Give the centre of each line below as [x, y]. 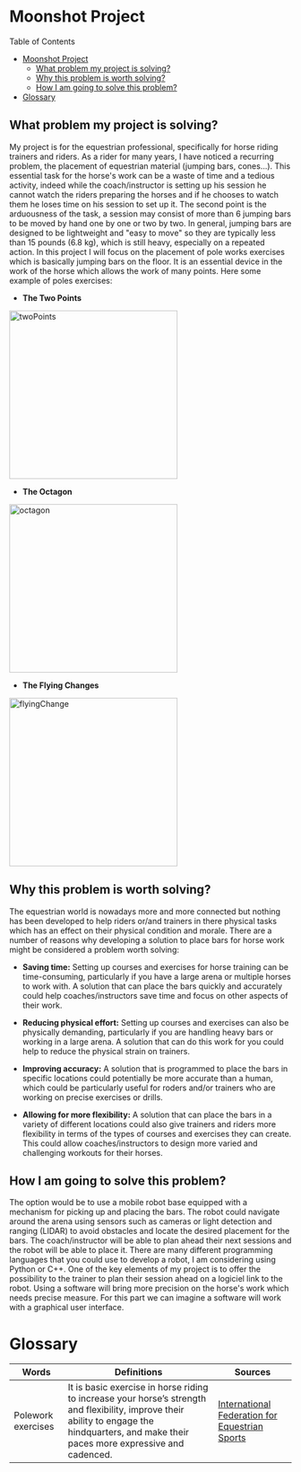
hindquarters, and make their [129, 1432]
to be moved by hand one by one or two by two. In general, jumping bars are [150, 223]
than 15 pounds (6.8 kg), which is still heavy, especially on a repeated [138, 242]
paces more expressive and [126, 1443]
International [245, 1405]
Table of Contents [43, 41]
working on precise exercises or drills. [92, 1097]
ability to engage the [111, 1421]
